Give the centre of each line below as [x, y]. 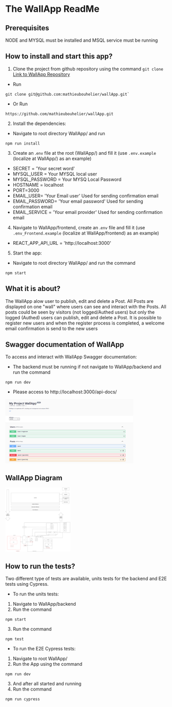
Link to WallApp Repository [41, 74]
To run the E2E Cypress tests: [44, 649]
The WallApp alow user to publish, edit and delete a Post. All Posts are [80, 301]
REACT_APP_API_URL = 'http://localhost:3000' [62, 243]
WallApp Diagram [34, 478]
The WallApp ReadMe [52, 9]
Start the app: [27, 253]
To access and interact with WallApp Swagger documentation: [71, 357]
